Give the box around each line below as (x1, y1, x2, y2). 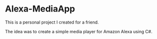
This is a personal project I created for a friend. (5, 19, 99, 25)
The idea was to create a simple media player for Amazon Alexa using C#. (5, 28, 153, 34)
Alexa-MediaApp (5, 3, 75, 14)
